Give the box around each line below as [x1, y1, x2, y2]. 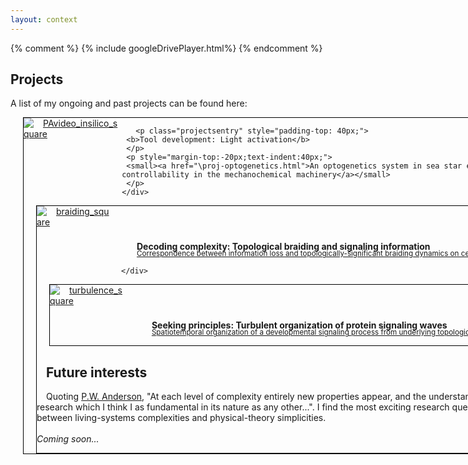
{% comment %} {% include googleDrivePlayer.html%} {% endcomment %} [10, 42, 323, 54]
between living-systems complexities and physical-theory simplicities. [36, 412, 327, 424]
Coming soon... [36, 433, 100, 445]
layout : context [10, 14, 78, 25]
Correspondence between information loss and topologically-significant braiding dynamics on [136, 249, 460, 259]
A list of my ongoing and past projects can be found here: [10, 97, 248, 110]
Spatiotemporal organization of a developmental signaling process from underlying [151, 327, 437, 338]
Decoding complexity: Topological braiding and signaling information [136, 241, 431, 253]
